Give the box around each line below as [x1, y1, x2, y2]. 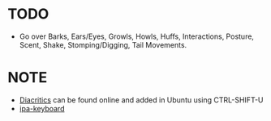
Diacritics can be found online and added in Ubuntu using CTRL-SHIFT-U [19, 94, 264, 105]
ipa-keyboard [19, 103, 65, 113]
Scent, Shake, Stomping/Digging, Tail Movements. [19, 40, 187, 49]
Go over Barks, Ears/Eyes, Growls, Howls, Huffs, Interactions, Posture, [19, 31, 255, 41]
